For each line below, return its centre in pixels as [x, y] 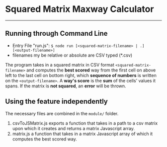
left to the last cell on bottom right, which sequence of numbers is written [81, 75]
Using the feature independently [56, 102]
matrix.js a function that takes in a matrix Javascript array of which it [83, 134]
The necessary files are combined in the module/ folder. [62, 113]
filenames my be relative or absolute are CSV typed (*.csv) [72, 55]
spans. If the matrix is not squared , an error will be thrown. [66, 86]
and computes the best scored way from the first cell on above [91, 70]
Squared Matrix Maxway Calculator [80, 9]
